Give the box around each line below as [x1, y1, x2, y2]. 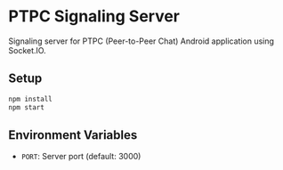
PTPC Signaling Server [8, 6, 180, 27]
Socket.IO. [8, 45, 46, 55]
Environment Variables [8, 127, 138, 142]
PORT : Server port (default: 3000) [20, 151, 141, 162]
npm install [8, 94, 53, 103]
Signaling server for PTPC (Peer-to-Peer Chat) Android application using [8, 36, 275, 46]
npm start [8, 102, 45, 112]
